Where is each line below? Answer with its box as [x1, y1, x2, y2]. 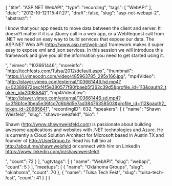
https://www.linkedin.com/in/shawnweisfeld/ [5, 149, 100, 154]
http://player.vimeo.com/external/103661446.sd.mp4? [7, 95, 121, 101]
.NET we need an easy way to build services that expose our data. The [5, 36, 155, 42]
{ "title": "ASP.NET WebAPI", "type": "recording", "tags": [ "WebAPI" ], [5, 5, 153, 10]
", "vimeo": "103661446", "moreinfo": [5, 63, 83, 68]
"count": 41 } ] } [17, 175, 50, 181]
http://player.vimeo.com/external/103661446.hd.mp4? [7, 79, 121, 85]
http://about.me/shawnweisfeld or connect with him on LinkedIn [5, 143, 140, 149]
